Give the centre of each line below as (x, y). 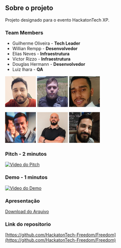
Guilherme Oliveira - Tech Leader (46, 43)
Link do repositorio (28, 224)
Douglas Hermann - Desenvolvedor (49, 64)
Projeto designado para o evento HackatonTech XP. (57, 20)
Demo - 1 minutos (26, 177)
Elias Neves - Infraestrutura (41, 54)
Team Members (24, 32)
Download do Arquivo (27, 211)
